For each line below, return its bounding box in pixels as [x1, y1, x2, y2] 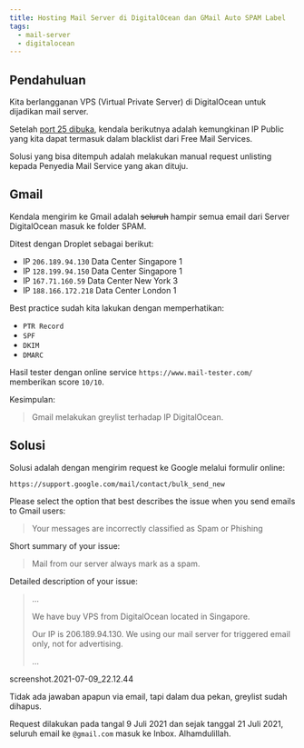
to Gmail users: [9, 505, 66, 516]
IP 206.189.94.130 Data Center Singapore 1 [22, 255, 183, 266]
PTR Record [22, 322, 64, 331]
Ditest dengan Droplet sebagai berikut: [9, 238, 154, 249]
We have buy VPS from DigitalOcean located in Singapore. [31, 611, 250, 622]
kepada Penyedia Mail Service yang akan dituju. [9, 161, 189, 172]
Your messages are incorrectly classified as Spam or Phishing [31, 523, 263, 534]
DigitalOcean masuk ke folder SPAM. [9, 220, 147, 232]
